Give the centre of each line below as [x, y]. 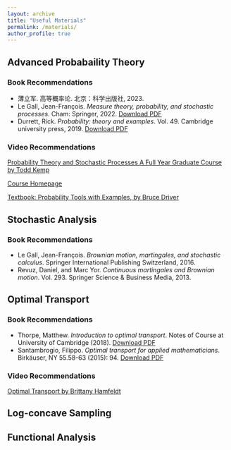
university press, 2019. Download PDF [73, 128]
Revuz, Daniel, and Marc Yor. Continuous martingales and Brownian [116, 269]
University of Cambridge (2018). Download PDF [87, 342]
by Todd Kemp [29, 170]
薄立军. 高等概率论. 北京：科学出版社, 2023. [81, 98]
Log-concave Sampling [60, 413]
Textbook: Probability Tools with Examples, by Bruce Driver [93, 197]
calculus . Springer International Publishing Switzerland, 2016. [106, 262]
